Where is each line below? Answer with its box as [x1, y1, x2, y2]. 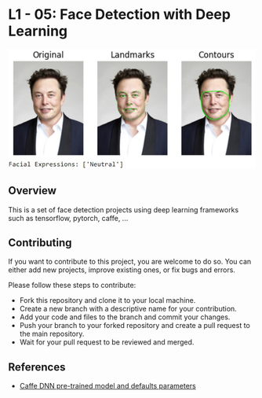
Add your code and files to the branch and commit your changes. [19, 312, 231, 322]
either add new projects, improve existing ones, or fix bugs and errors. [8, 265, 235, 275]
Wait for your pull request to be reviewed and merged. [19, 337, 195, 347]
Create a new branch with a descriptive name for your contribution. [19, 304, 237, 314]
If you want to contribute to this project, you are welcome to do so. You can [8, 257, 252, 267]
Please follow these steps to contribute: [8, 281, 136, 290]
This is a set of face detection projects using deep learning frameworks [8, 205, 239, 214]
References [8, 360, 66, 374]
